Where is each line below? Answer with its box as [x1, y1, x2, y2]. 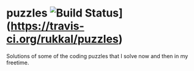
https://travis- [10, 19, 84, 33]
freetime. [6, 59, 29, 66]
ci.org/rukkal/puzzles [6, 32, 119, 46]
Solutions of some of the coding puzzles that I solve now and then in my [6, 52, 188, 59]
